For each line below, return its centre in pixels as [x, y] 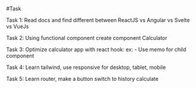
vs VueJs [18, 26]
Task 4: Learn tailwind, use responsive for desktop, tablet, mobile [86, 67]
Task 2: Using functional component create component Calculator [87, 38]
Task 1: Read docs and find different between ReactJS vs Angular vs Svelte [98, 20]
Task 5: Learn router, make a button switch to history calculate [82, 79]
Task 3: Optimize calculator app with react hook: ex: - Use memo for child [96, 49]
